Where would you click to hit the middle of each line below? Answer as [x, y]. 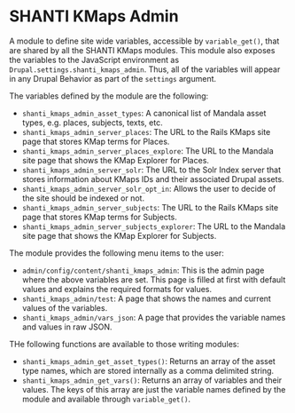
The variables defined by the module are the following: [109, 96]
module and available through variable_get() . [106, 399]
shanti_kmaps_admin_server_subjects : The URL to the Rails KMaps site [150, 207]
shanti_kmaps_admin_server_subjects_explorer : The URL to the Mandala [154, 226]
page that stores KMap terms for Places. [96, 141]
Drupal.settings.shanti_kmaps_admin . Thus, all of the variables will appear [145, 69]
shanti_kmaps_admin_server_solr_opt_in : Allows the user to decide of [149, 188]
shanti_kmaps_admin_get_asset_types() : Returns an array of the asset [149, 361]
